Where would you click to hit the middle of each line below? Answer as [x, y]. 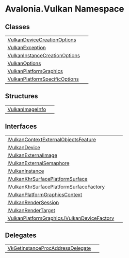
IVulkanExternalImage [32, 155]
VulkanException [27, 48]
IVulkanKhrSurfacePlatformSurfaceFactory [56, 186]
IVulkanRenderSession [33, 202]
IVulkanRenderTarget [32, 210]
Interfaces [21, 127]
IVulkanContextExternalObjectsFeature [52, 139]
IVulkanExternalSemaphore [39, 163]
